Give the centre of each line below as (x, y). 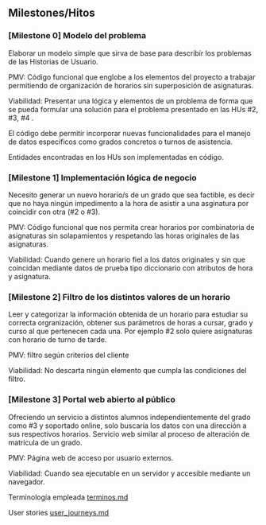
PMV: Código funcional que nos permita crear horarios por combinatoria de (131, 227)
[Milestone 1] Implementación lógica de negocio (102, 177)
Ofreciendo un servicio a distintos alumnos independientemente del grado (130, 417)
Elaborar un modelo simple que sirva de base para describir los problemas (130, 53)
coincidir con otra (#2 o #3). (54, 212)
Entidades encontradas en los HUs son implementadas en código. (116, 157)
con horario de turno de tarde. (58, 340)
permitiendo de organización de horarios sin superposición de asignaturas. (131, 85)
